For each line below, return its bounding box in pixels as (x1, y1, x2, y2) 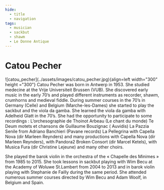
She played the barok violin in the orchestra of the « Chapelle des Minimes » (5, 153, 159, 159)
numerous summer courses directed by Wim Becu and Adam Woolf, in (5, 174, 147, 180)
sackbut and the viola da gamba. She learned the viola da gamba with (5, 107, 146, 113)
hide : (5, 7, 16, 12)
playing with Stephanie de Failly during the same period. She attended (5, 169, 147, 175)
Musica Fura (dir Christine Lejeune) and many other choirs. (5, 144, 124, 150)
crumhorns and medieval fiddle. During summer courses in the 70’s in (5, 97, 145, 103)
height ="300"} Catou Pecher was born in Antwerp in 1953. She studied (5, 81, 150, 87)
